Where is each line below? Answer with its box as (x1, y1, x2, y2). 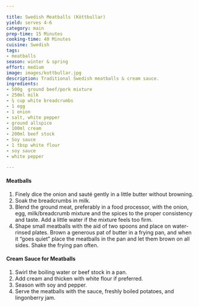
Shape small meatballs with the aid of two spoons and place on (14, 222, 171, 230)
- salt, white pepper (6, 115, 61, 121)
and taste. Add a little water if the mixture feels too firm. (14, 216, 153, 223)
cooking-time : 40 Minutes (6, 37, 71, 43)
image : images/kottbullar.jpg (6, 70, 82, 76)
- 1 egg (6, 103, 26, 109)
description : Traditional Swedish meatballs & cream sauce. (6, 76, 160, 82)
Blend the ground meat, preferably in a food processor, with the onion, (14, 203, 189, 210)
